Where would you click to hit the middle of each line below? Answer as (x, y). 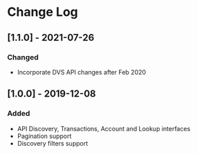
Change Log (43, 12)
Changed (23, 57)
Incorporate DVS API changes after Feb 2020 (82, 72)
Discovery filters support (53, 143)
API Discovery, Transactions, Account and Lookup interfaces (104, 128)
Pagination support (44, 136)
